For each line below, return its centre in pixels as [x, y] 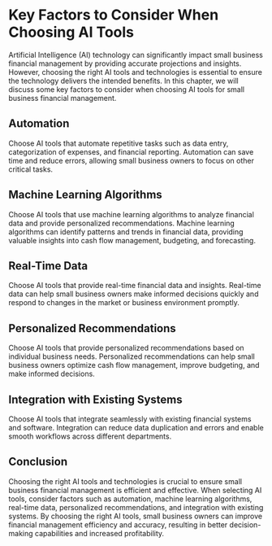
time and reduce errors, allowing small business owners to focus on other [131, 160]
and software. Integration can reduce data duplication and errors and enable [136, 428]
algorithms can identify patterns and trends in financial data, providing [126, 232]
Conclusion [38, 462]
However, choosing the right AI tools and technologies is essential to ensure [135, 72]
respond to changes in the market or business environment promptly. [124, 303]
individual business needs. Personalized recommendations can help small [132, 356]
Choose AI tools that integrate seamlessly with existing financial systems [130, 419]
